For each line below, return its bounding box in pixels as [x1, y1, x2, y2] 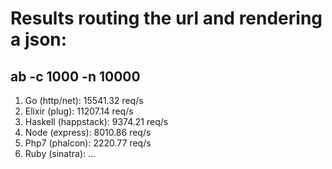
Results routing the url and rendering [10, 7, 323, 30]
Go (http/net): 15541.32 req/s [24, 95, 144, 106]
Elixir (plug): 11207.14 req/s [24, 105, 134, 117]
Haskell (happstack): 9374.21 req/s [24, 116, 169, 127]
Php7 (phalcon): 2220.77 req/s [24, 137, 152, 149]
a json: [10, 28, 68, 51]
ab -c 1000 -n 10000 [10, 68, 141, 85]
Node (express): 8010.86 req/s [24, 127, 152, 138]
